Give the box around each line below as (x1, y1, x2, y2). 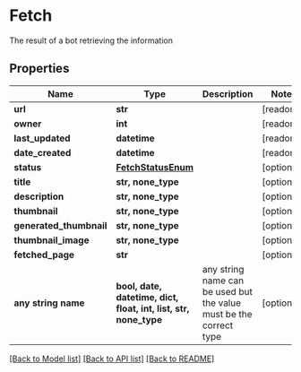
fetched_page (13, 248, 74, 261)
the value (202, 297, 242, 309)
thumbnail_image (13, 234, 90, 247)
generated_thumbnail (13, 219, 107, 231)
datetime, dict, (116, 290, 179, 303)
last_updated (13, 132, 71, 144)
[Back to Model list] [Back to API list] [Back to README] (9, 353, 215, 364)
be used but (202, 285, 253, 298)
